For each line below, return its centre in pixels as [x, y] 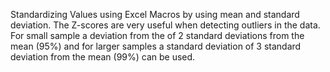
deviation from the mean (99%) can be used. [103, 57]
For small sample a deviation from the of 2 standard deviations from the [157, 35]
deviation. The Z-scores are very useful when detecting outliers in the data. [165, 25]
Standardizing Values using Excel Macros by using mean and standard [155, 14]
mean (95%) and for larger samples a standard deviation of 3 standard [156, 46]
